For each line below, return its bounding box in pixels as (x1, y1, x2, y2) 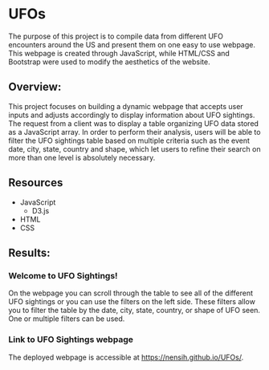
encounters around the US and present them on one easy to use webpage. (8, 39, 255, 49)
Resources (8, 176, 63, 189)
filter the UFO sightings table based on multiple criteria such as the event (8, 136, 251, 145)
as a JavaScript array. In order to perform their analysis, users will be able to (8, 127, 261, 136)
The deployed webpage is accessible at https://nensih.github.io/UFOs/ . (8, 352, 244, 362)
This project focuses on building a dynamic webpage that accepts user (8, 101, 243, 111)
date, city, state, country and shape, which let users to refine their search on (8, 144, 261, 153)
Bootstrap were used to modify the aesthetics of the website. (8, 57, 210, 67)
